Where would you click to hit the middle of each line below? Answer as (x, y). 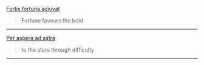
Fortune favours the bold (52, 20)
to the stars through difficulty (58, 50)
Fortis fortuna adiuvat (33, 9)
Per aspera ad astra (31, 38)
